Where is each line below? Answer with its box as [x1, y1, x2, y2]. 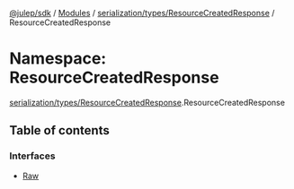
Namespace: [9, 48, 107, 69]
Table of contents [9, 123, 110, 138]
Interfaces [9, 150, 56, 162]
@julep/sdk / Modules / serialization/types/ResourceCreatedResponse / [9, 8, 275, 18]
